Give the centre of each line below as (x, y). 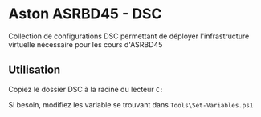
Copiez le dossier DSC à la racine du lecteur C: (86, 89)
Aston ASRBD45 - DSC (85, 14)
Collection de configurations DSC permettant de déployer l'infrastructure (129, 36)
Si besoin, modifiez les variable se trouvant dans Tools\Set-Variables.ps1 (131, 104)
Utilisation (35, 70)
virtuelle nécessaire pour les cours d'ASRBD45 (86, 44)
